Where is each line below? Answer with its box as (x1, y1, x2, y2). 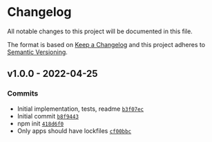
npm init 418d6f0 (17, 119, 64, 127)
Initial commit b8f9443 (17, 112, 79, 120)
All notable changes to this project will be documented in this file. (7, 27, 193, 35)
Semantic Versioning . (7, 48, 68, 56)
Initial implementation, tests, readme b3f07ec (17, 105, 144, 113)
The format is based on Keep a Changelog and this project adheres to (7, 40, 206, 48)
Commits (7, 89, 39, 98)
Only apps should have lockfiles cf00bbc (17, 126, 132, 135)
